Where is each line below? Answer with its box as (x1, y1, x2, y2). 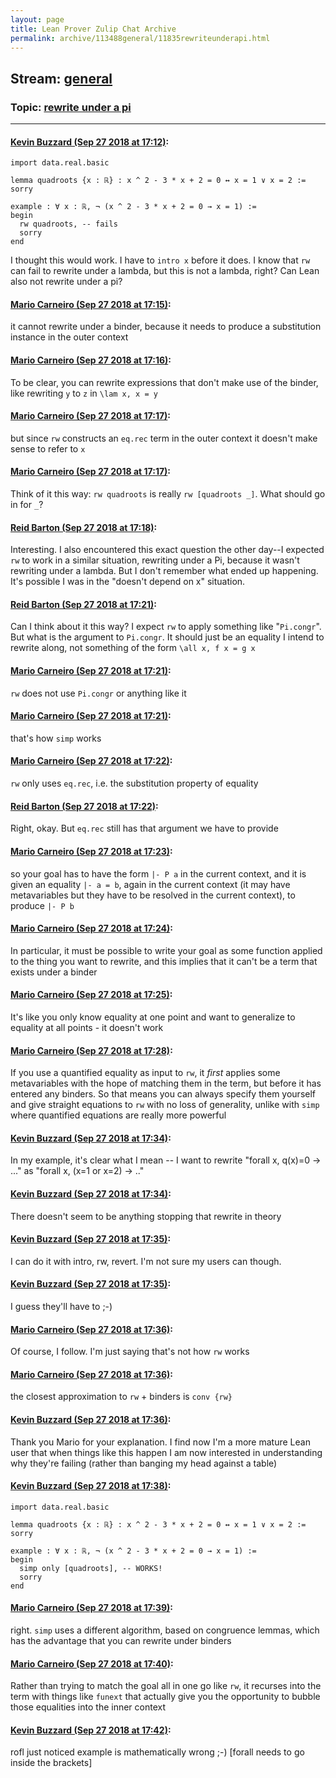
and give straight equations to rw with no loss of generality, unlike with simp (10, 1099, 320, 1111)
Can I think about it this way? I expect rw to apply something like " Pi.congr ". (10, 621, 322, 633)
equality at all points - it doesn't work (10, 1021, 164, 1033)
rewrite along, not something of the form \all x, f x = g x (10, 642, 256, 654)
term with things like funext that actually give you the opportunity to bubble (10, 1691, 321, 1703)
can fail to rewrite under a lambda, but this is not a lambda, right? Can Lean (10, 265, 320, 277)
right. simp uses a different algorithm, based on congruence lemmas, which (10, 1624, 320, 1636)
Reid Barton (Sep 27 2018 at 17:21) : (10, 598, 157, 610)
